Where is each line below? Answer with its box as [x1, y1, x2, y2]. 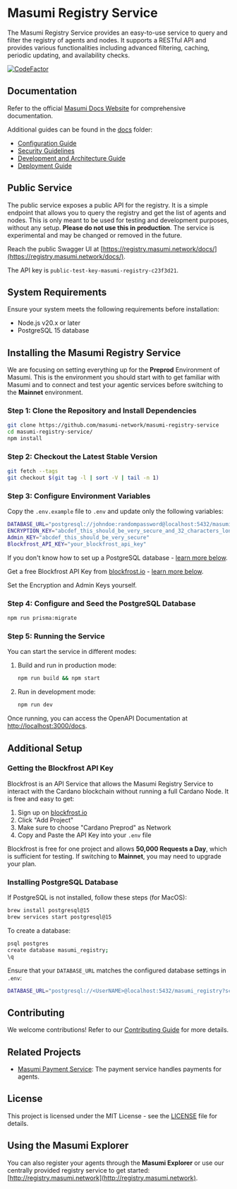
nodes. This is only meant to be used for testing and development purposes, [7, 216, 229, 224]
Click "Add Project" [17, 815, 74, 824]
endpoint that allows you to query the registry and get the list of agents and [7, 208, 227, 217]
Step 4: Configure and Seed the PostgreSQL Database [7, 598, 196, 608]
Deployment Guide [17, 161, 73, 170]
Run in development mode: [17, 688, 97, 696]
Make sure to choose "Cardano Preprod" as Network [17, 823, 171, 832]
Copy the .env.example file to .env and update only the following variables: [7, 507, 224, 516]
